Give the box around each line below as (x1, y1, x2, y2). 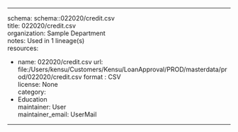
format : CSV (83, 73, 122, 81)
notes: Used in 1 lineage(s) (7, 37, 85, 44)
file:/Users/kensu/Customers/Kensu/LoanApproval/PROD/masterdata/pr (17, 65, 227, 73)
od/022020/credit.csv (17, 73, 82, 81)
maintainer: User (17, 103, 67, 111)
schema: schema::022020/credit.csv (7, 14, 115, 22)
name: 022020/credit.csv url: (17, 58, 103, 66)
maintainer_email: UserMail (17, 110, 97, 119)
